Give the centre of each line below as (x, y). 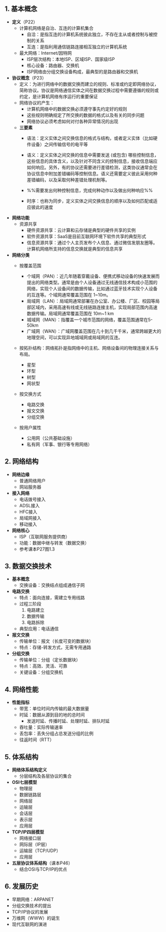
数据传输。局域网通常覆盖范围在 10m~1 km (70, 313)
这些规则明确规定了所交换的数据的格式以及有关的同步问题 (85, 115)
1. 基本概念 (21, 9)
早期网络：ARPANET (33, 899)
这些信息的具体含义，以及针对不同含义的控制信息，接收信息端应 (92, 161)
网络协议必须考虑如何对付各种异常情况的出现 (73, 121)
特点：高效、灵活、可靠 (43, 666)
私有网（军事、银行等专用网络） (59, 444)
